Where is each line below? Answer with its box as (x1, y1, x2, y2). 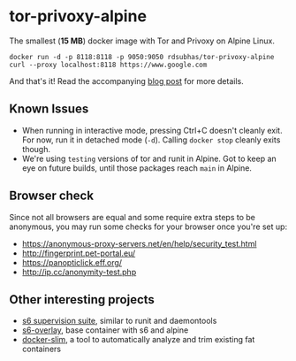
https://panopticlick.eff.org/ (21, 257, 122, 267)
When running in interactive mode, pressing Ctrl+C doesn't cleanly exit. (21, 125, 283, 135)
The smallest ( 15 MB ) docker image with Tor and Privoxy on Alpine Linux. (9, 35, 276, 46)
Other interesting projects (9, 292, 155, 307)
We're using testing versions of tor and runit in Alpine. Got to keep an (21, 153, 277, 164)
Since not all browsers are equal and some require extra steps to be (9, 211, 256, 222)
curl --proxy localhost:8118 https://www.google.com (9, 60, 208, 69)
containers (21, 343, 62, 355)
